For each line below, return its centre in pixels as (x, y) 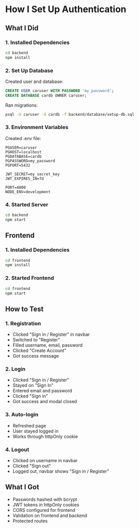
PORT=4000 (16, 187)
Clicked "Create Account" (39, 350)
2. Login (15, 369)
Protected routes (30, 521)
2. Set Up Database (29, 70)
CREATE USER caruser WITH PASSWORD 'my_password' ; (60, 91)
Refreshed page (29, 425)
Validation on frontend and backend (50, 515)
